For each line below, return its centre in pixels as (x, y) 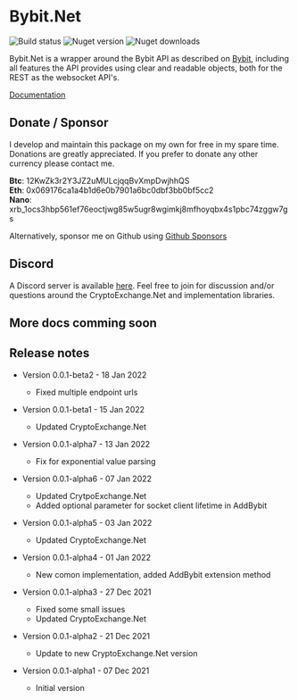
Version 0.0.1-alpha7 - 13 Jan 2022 (86, 444)
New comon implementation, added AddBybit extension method (153, 574)
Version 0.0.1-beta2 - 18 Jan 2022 (84, 375)
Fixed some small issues (80, 609)
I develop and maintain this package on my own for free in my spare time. (144, 144)
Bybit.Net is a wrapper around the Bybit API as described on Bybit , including (149, 58)
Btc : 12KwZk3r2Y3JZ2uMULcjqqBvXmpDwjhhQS (99, 180)
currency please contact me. (62, 163)
